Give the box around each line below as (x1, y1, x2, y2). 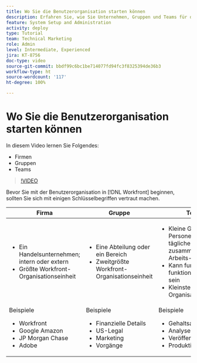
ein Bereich (96, 250, 127, 258)
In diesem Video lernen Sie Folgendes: (6, 142, 99, 149)
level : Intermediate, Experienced (6, 47, 91, 53)
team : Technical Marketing (6, 36, 72, 42)
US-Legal (96, 327, 123, 335)
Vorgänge (96, 341, 123, 349)
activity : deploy (6, 25, 49, 31)
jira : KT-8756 (6, 52, 41, 58)
